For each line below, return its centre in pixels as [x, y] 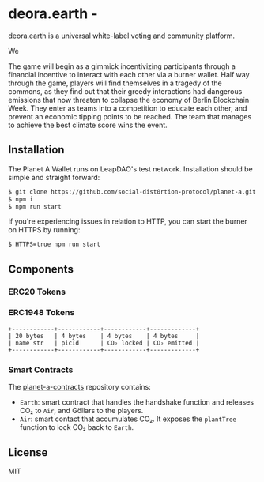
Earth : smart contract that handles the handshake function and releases [137, 402]
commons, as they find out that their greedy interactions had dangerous [125, 91]
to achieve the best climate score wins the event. [88, 125]
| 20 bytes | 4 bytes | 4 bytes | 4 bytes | [104, 336]
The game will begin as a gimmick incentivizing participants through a [122, 66]
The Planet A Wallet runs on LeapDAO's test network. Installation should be [130, 169]
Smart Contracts [41, 370]
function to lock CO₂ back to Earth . [77, 427]
